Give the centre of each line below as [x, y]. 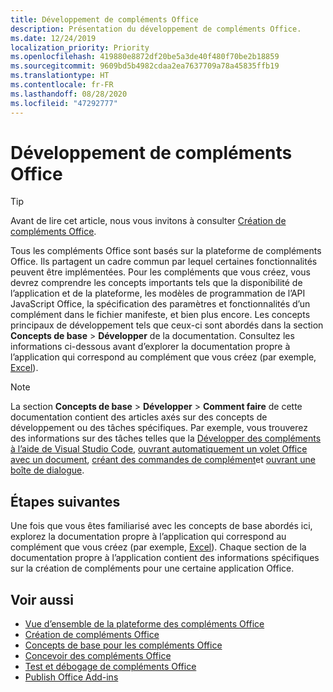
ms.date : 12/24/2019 [53, 38]
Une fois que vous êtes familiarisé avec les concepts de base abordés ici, [161, 526]
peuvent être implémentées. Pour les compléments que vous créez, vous [160, 272]
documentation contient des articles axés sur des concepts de [139, 417]
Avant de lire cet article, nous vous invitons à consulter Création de [148, 221]
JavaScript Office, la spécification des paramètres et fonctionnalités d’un [160, 304]
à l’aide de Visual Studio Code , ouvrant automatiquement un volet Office [159, 449]
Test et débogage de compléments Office [110, 667]
